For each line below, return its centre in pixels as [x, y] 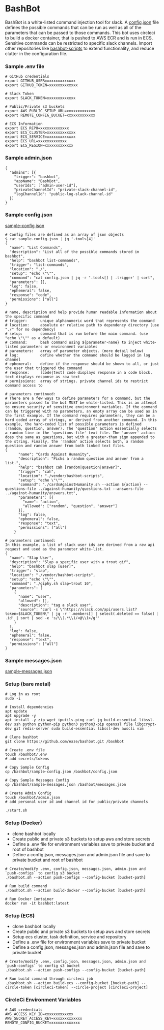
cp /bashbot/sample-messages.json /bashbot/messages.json [66, 785]
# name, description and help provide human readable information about [81, 312]
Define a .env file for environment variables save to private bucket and [83, 844]
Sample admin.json [29, 158]
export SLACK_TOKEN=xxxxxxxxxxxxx [41, 98]
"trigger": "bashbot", [37, 177]
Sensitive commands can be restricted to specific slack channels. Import [79, 43]
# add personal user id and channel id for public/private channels [77, 802]
